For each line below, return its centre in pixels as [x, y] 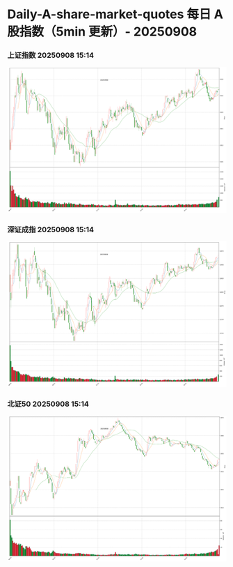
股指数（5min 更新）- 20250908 [102, 32]
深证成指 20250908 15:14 [51, 229]
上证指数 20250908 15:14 [51, 55]
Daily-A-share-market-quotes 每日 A [115, 14]
